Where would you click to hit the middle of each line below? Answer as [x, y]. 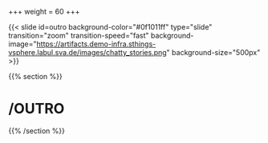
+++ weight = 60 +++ [44, 12]
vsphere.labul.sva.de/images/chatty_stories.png [87, 52]
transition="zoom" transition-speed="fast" [79, 36]
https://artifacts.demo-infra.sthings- [96, 44]
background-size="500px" [216, 52]
